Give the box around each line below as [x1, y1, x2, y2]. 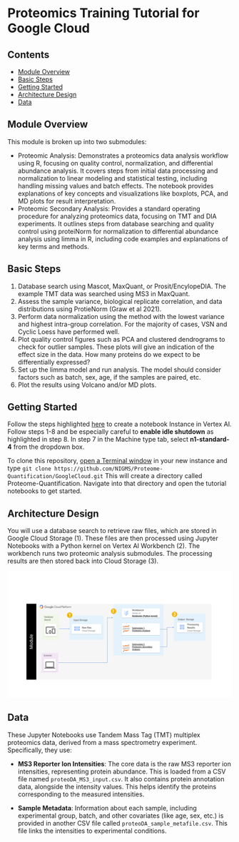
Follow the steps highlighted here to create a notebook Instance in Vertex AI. [7, 420, 232, 429]
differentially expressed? [17, 357, 91, 366]
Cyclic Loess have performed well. [17, 327, 120, 336]
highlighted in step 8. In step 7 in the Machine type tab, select [7, 435, 189, 444]
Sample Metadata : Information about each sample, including [17, 803, 198, 812]
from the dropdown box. [13, 442, 85, 451]
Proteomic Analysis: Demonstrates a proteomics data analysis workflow [17, 151, 229, 160]
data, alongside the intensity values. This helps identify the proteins [17, 782, 217, 791]
